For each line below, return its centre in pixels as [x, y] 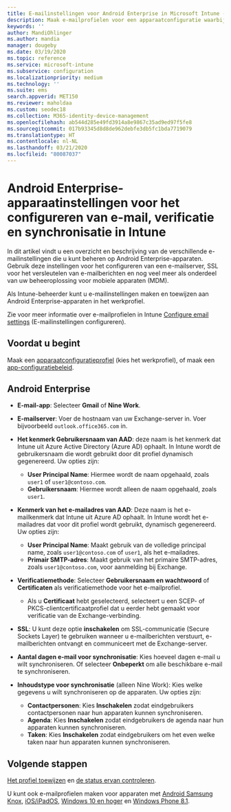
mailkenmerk [35, 517]
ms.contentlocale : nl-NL [43, 142]
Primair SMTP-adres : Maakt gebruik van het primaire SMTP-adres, [122, 560]
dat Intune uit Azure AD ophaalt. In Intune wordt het [128, 517]
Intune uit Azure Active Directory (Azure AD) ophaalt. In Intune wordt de [119, 447]
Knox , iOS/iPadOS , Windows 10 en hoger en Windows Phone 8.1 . [99, 801]
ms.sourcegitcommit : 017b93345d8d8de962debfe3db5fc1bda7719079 [100, 129]
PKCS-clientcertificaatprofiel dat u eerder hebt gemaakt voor [114, 608]
